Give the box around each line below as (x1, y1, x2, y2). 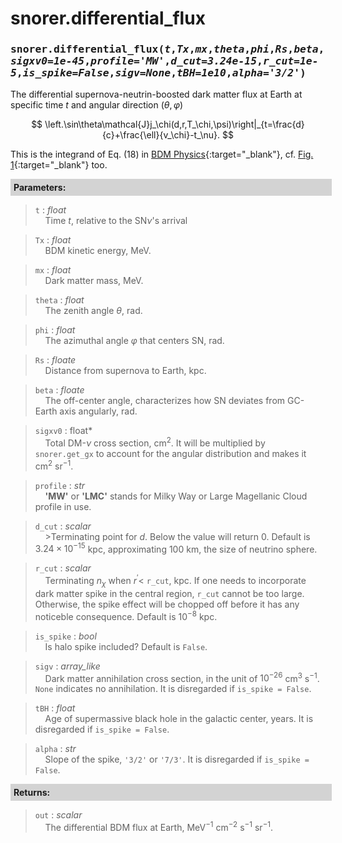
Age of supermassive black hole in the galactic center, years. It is (44, 713, 314, 725)
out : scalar (34, 809, 83, 821)
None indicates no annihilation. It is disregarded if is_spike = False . (34, 683, 312, 695)
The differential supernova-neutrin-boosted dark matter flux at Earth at (10, 88, 303, 101)
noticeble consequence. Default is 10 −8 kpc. (34, 608, 218, 622)
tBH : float (34, 702, 76, 714)
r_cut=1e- (262, 55, 319, 68)
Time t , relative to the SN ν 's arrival (44, 215, 188, 227)
